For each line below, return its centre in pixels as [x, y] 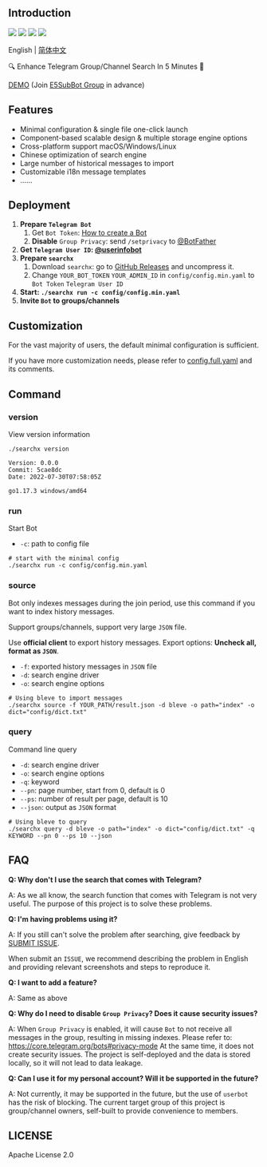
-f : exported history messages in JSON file [88, 666]
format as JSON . [33, 651]
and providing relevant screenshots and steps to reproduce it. [110, 967]
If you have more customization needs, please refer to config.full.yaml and [130, 361]
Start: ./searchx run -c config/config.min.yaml [100, 292]
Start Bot [23, 528]
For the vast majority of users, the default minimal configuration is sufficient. [133, 345]
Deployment [39, 206]
